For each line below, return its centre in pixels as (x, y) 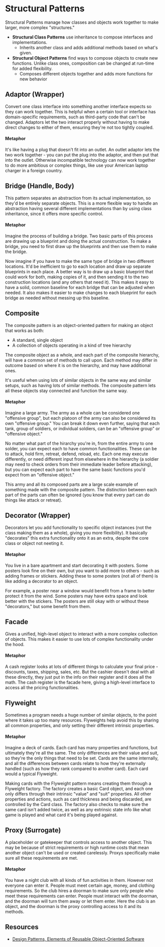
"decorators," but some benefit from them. (48, 606)
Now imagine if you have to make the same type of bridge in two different (80, 261)
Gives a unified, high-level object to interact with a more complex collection (82, 634)
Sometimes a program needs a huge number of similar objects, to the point (81, 715)
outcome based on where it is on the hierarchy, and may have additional (78, 365)
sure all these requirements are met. (42, 858)
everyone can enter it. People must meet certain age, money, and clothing (80, 885)
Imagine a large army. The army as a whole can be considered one (72, 413)
